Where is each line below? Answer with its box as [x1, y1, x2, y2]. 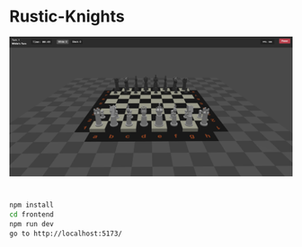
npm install [9, 200, 54, 210]
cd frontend [9, 210, 54, 219]
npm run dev [9, 219, 54, 228]
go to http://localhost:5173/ [9, 229, 123, 238]
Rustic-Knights [9, 6, 125, 27]
